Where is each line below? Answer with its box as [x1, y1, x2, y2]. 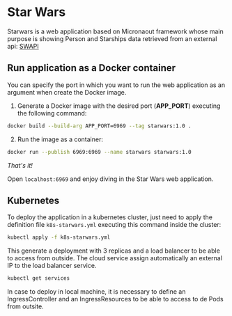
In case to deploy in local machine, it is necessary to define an [7, 287, 186, 296]
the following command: [17, 109, 87, 117]
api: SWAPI [7, 42, 40, 50]
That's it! [7, 161, 33, 169]
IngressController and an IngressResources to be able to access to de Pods [7, 295, 224, 303]
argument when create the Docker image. [7, 88, 127, 96]
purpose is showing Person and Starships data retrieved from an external [7, 34, 217, 42]
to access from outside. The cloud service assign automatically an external [7, 254, 223, 262]
